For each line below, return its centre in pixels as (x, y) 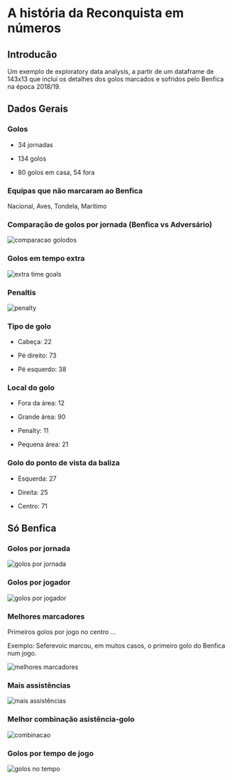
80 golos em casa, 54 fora (56, 172)
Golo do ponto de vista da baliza (64, 463)
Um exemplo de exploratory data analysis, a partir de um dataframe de (111, 71)
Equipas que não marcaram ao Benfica (75, 191)
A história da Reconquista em (96, 13)
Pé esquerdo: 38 (42, 369)
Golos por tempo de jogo (51, 753)
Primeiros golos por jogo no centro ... (62, 632)
